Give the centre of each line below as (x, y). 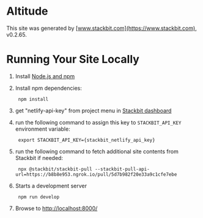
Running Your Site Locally (73, 60)
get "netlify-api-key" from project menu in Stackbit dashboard (93, 111)
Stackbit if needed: (39, 158)
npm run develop (39, 197)
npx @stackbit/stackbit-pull (55, 169)
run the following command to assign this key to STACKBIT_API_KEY (98, 122)
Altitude (27, 11)
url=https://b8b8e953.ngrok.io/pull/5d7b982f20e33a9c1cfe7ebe (96, 174)
